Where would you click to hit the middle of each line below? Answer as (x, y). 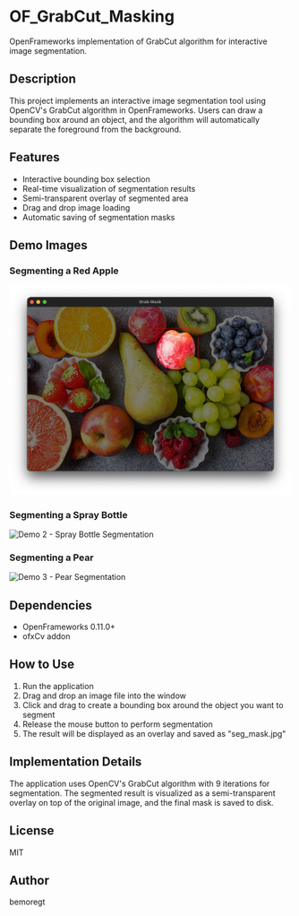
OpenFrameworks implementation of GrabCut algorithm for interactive (138, 41)
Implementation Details (76, 762)
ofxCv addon (46, 636)
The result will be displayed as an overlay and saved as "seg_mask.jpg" (154, 733)
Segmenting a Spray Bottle (68, 514)
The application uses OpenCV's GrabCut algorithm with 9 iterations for (140, 783)
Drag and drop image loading (76, 207)
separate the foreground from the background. (95, 129)
